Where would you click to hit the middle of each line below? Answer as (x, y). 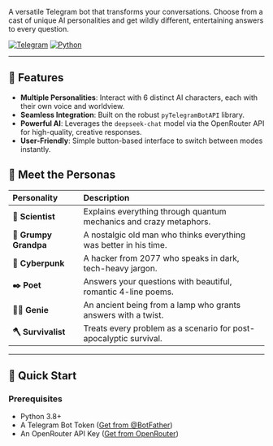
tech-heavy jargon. (120, 268)
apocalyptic (106, 338)
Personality (35, 197)
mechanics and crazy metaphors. (147, 221)
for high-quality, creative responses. (81, 132)
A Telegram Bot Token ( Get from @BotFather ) (96, 425)
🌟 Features (36, 78)
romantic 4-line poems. (128, 292)
